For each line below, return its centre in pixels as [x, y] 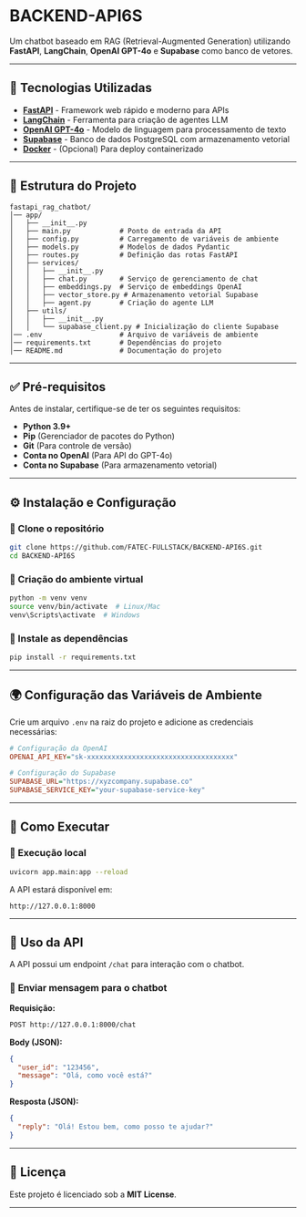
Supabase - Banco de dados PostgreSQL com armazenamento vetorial [156, 139]
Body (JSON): [36, 1042]
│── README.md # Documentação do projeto [116, 351]
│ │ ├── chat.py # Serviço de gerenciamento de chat [134, 279]
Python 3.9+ [46, 427]
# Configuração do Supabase [63, 773]
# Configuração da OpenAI [58, 748]
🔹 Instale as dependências [69, 638]
